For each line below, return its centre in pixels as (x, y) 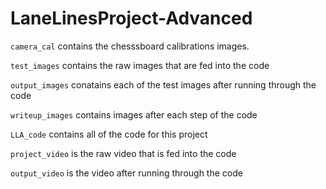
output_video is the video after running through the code (126, 173)
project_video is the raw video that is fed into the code (123, 153)
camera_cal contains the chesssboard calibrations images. (130, 46)
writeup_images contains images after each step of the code (134, 114)
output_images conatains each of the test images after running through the (163, 84)
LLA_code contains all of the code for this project (109, 134)
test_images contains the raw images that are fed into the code (140, 65)
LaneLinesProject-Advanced (131, 18)
